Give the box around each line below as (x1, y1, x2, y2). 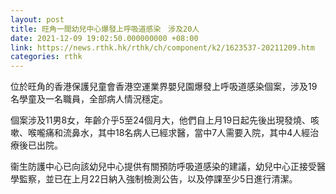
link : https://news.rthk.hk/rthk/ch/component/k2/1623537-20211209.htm (10, 42, 315, 53)
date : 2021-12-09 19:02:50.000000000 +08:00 (10, 33, 199, 43)
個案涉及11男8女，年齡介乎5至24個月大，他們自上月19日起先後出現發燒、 (10, 114, 312, 126)
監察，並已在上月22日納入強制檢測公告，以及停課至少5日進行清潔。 (18, 173, 298, 185)
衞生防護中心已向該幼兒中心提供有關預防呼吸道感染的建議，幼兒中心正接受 (10, 161, 317, 173)
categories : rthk (10, 52, 83, 62)
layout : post (10, 14, 65, 25)
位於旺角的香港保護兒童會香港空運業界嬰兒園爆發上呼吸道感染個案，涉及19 (10, 81, 318, 93)
